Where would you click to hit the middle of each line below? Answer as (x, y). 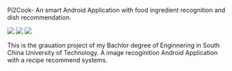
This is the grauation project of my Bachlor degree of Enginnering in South (114, 45)
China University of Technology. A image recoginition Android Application (113, 53)
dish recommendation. (39, 17)
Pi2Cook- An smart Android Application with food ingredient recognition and (116, 10)
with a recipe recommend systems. (57, 60)
